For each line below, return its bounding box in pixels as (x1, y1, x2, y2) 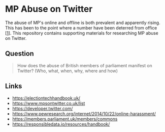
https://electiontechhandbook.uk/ (12, 95, 80, 101)
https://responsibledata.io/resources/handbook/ (12, 121, 110, 127)
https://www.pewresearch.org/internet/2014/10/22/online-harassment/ (12, 110, 156, 116)
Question (5, 50, 34, 58)
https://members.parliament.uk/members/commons (12, 116, 118, 122)
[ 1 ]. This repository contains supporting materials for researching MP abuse (5, 30, 159, 36)
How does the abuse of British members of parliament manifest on (17, 62, 153, 68)
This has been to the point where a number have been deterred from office (5, 25, 157, 30)
